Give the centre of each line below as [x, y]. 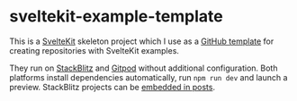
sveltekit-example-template [116, 17]
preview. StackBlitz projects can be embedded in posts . [112, 87]
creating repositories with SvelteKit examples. [94, 50]
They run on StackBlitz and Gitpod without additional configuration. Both [144, 68]
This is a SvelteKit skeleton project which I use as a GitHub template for [142, 41]
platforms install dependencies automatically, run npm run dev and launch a [148, 77]
